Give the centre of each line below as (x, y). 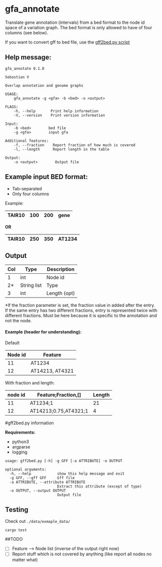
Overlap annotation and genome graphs (44, 85)
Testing (17, 509)
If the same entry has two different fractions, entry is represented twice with (81, 310)
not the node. (18, 321)
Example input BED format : (47, 177)
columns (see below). (27, 33)
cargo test (16, 530)
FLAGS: (12, 107)
